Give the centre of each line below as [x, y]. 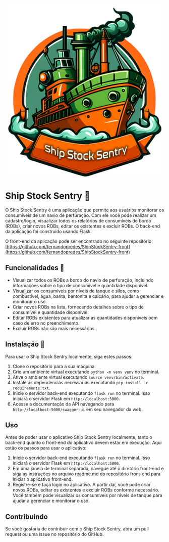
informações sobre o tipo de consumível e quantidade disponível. [80, 285]
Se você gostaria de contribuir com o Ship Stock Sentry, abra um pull [77, 529]
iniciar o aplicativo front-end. [43, 479]
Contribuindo [26, 516]
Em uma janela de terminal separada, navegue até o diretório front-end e [88, 469]
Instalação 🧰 [25, 345]
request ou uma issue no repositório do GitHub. [54, 534]
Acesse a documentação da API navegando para [63, 404]
